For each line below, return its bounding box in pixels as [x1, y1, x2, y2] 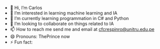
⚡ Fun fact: [10, 39, 33, 45]
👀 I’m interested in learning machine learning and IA [10, 10, 118, 16]
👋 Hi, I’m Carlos [10, 5, 42, 10]
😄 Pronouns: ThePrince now [10, 33, 70, 39]
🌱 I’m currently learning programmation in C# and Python [10, 15, 129, 21]
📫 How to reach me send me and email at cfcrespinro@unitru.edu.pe [10, 26, 155, 32]
